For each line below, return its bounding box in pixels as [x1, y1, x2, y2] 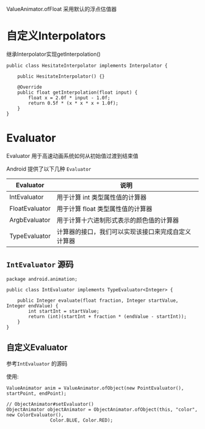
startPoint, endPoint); [6, 390, 67, 397]
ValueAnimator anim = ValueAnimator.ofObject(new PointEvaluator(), [6, 385, 184, 391]
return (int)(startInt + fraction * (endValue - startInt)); [28, 313, 187, 319]
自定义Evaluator [6, 342, 68, 353]
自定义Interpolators [6, 29, 106, 43]
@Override [17, 84, 43, 90]
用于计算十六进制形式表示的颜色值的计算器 [56, 216, 179, 225]
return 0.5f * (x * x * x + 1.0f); [28, 100, 119, 106]
